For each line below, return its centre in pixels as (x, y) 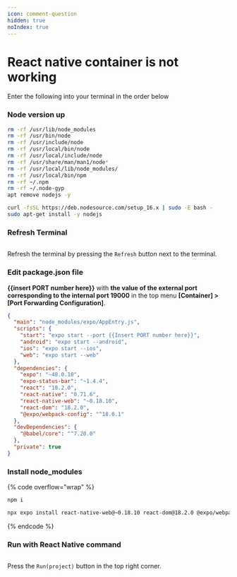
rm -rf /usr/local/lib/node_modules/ (63, 169)
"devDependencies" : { (45, 427)
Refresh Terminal (37, 232)
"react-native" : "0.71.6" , (60, 395)
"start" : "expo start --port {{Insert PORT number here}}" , (110, 335)
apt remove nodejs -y (39, 195)
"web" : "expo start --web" (60, 355)
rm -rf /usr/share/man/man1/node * (58, 162)
